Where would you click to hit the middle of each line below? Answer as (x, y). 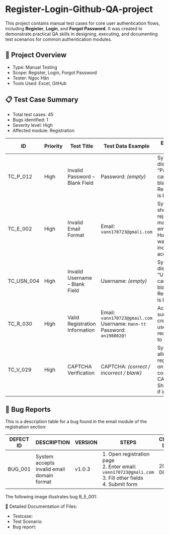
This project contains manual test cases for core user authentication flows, (83, 23)
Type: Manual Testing (35, 67)
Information (81, 330)
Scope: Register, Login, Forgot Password (55, 72)
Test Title (82, 146)
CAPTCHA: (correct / (125, 366)
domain (45, 476)
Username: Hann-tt (123, 324)
